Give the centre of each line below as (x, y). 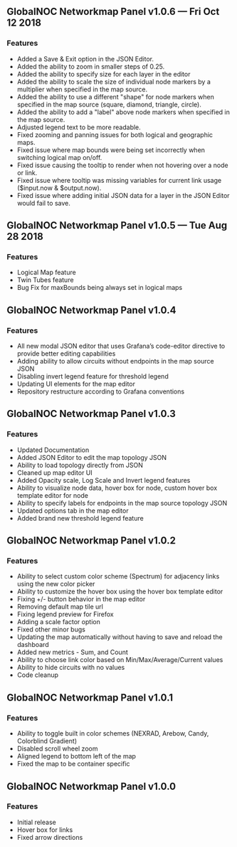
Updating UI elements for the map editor (76, 384)
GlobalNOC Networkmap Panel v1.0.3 (91, 414)
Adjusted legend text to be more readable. (79, 127)
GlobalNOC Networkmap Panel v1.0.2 (91, 541)
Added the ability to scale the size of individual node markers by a (114, 81)
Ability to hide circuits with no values (71, 668)
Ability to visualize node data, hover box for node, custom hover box (117, 488)
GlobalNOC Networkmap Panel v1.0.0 (91, 786)
